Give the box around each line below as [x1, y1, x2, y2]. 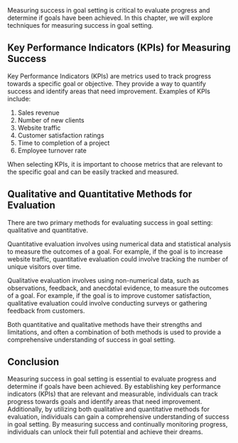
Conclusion [7, 356, 60, 368]
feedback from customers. [7, 306, 85, 315]
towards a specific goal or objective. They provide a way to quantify [7, 79, 206, 88]
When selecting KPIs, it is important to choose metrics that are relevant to [7, 160, 223, 168]
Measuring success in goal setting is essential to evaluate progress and [7, 375, 217, 383]
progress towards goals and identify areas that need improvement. [7, 397, 202, 406]
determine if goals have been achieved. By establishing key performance [7, 382, 222, 391]
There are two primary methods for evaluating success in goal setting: [7, 218, 213, 226]
